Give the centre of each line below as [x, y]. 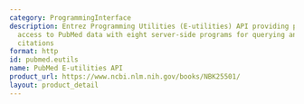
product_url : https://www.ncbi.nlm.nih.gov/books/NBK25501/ [125, 77]
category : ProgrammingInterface [70, 18]
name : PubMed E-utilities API [66, 69]
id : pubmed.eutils [44, 60]
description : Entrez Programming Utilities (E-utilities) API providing [149, 26]
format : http [34, 52]
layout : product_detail [54, 85]
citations [36, 43]
